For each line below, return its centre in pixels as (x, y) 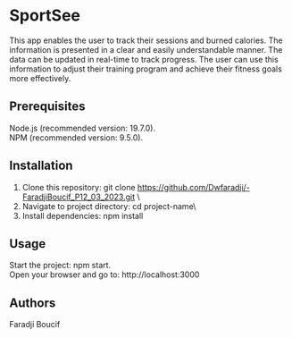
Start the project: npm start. (60, 266)
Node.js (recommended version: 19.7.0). (83, 128)
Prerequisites (47, 107)
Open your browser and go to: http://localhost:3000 (104, 275)
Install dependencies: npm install (83, 215)
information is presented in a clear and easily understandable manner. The (146, 49)
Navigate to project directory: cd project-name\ (109, 206)
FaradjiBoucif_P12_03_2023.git (79, 197)
